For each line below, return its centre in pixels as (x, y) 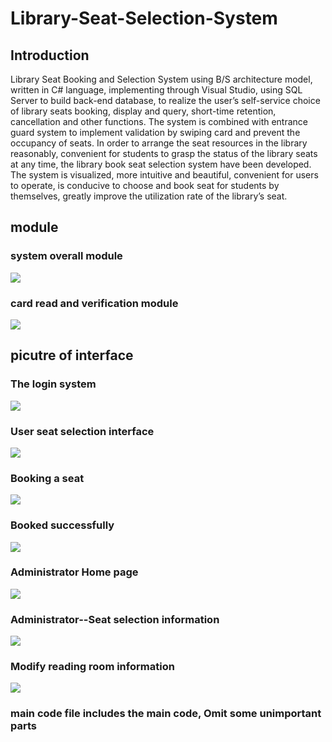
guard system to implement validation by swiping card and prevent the (155, 132)
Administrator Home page (74, 572)
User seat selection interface (82, 431)
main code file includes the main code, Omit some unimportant (166, 714)
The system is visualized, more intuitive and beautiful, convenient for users (164, 175)
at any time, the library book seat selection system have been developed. (161, 164)
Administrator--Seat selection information (115, 619)
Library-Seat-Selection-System (144, 18)
